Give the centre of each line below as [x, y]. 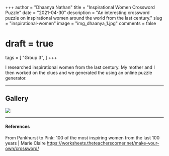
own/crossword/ [22, 148]
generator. [16, 78]
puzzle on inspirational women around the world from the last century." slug [84, 18]
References [18, 127]
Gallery [17, 98]
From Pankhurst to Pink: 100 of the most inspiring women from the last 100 [82, 137]
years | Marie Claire [26, 143]
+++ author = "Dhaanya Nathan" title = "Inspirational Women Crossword [80, 7]
